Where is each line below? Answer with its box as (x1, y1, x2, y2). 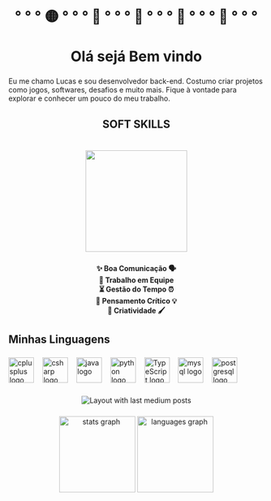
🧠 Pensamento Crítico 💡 (96, 296, 177, 306)
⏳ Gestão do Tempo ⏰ (98, 284, 174, 294)
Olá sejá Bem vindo (70, 47, 203, 66)
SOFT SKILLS (102, 117, 170, 131)
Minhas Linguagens (8, 332, 111, 346)
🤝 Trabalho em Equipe (98, 275, 174, 285)
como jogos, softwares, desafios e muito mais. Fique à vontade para (8, 85, 237, 95)
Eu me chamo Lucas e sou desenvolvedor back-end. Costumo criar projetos (8, 76, 264, 86)
